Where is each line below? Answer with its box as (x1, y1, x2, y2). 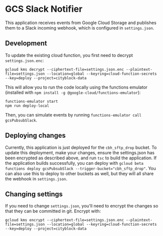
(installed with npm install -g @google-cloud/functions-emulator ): (5, 89, 141, 95)
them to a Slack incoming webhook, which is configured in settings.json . (5, 25, 155, 30)
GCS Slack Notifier (5, 3, 82, 15)
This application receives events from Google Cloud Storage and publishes (5, 20, 157, 26)
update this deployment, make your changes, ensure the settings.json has (5, 149, 155, 155)
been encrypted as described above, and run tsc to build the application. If (5, 155, 157, 161)
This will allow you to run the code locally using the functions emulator (5, 84, 148, 90)
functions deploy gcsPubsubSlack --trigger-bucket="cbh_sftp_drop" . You (5, 165, 156, 171)
